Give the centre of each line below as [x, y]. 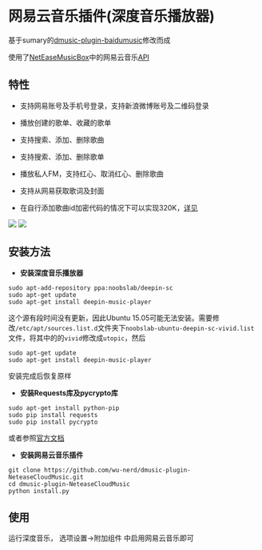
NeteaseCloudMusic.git [46, 477]
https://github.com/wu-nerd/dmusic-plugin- [117, 470]
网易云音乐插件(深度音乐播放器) [112, 16]
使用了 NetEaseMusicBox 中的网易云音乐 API [79, 57]
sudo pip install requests [53, 415]
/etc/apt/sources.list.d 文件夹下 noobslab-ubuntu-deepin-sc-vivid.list [135, 327]
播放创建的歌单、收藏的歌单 [65, 122]
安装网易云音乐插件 [52, 455]
